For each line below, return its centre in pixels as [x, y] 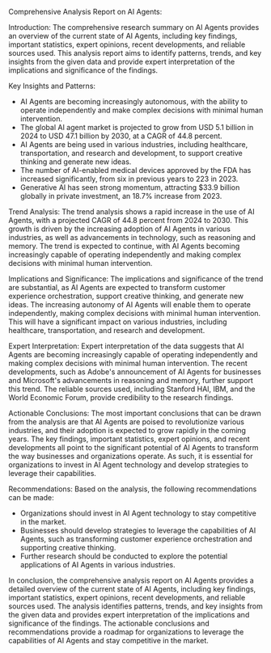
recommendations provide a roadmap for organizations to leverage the [126, 632]
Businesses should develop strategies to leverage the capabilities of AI [138, 530]
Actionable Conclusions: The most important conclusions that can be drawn [135, 413]
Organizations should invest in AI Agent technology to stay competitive [138, 513]
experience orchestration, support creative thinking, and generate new [126, 296]
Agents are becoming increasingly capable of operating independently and [133, 354]
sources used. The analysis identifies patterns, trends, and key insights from [135, 606]
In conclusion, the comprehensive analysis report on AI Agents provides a [131, 580]
